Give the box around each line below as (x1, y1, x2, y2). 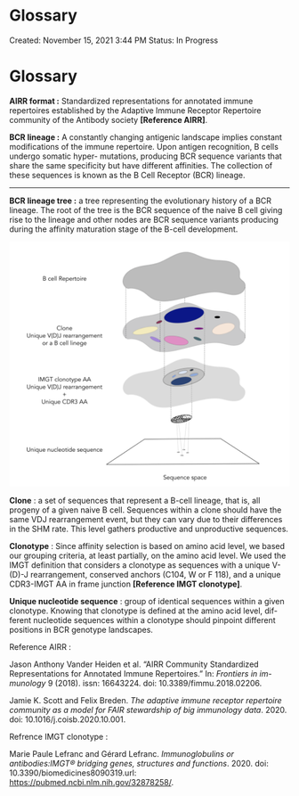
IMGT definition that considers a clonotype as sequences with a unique (9, 559, 271, 570)
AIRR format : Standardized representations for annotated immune (9, 95, 254, 106)
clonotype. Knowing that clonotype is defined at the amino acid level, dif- (9, 605, 279, 616)
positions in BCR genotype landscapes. (9, 624, 154, 635)
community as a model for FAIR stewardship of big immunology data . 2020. (9, 704, 287, 715)
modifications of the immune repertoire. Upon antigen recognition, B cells (9, 141, 279, 152)
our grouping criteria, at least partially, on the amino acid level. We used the (9, 550, 287, 561)
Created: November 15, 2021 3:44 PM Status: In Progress (9, 35, 219, 45)
